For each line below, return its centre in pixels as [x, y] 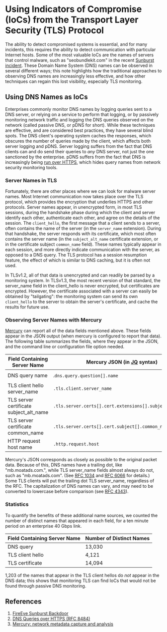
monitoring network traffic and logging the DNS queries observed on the [80, 120]
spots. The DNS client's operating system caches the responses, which [78, 135]
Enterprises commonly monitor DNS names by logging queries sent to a [79, 109]
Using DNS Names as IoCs [46, 97]
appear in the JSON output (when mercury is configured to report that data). [83, 336]
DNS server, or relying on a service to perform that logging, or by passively [82, 114]
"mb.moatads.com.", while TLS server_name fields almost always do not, [80, 470]
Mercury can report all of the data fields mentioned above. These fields [78, 331]
